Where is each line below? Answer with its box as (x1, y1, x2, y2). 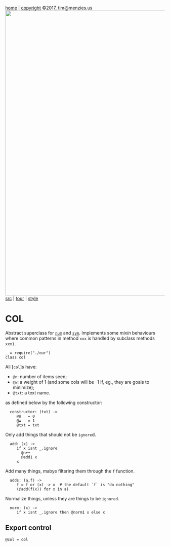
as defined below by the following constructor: (5, 399, 103, 406)
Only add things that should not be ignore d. (5, 431, 96, 437)
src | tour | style (5, 296, 38, 301)
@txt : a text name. (12, 389, 51, 395)
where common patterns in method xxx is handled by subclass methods (5, 335, 155, 341)
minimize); (12, 384, 34, 390)
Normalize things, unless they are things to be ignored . (5, 495, 119, 501)
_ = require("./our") (5, 350, 51, 355)
